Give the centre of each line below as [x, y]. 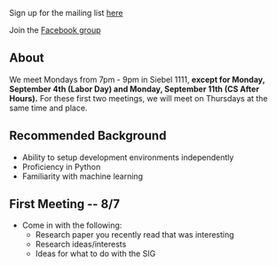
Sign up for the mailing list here [66, 13]
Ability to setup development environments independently [128, 157]
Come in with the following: [72, 225]
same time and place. [48, 108]
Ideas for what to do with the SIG [95, 254]
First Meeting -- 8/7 [64, 204]
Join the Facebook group [55, 30]
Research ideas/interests [81, 245]
